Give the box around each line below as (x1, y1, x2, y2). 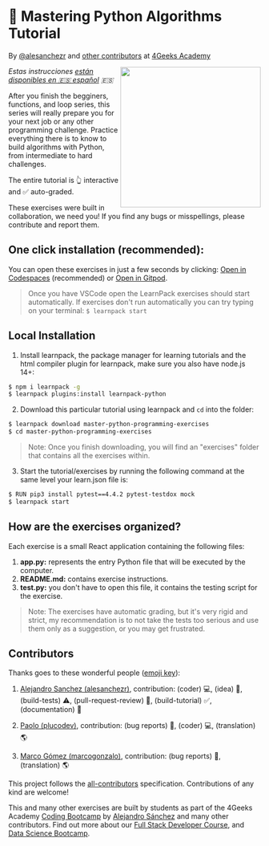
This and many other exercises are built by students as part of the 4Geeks (8, 803, 253, 813)
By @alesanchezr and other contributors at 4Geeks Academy (8, 51, 211, 60)
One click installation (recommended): (8, 243, 204, 257)
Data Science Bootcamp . (8, 828, 90, 838)
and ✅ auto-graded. (8, 186, 74, 196)
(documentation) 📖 (19, 705, 82, 714)
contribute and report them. (8, 220, 100, 230)
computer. (19, 565, 54, 575)
